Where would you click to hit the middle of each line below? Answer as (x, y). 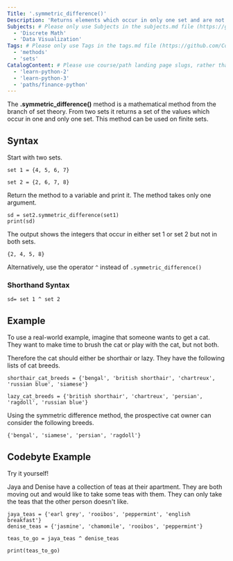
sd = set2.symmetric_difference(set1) (63, 216)
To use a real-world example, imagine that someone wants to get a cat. (109, 338)
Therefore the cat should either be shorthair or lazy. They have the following (116, 359)
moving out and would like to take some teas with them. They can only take (115, 494)
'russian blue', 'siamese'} (48, 385)
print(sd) (21, 222)
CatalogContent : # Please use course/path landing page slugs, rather (111, 65)
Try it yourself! (28, 473)
